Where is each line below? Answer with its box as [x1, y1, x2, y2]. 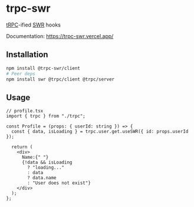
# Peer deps [6, 71, 35, 76]
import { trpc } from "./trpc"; [6, 113, 86, 119]
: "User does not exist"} [27, 180, 91, 186]
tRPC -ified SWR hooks [6, 21, 61, 28]
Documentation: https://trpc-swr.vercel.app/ [6, 32, 114, 39]
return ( [11, 144, 33, 150]
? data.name [27, 175, 57, 181]
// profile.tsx [6, 108, 44, 114]
